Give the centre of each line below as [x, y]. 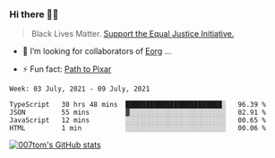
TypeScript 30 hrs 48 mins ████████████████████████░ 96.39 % [138, 105]
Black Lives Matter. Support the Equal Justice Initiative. [133, 34]
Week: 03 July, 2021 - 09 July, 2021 [80, 89]
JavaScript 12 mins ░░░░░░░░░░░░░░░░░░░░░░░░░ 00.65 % [138, 120]
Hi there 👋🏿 [34, 14]
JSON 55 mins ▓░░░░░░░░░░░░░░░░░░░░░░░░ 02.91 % [138, 113]
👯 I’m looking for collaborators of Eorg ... [97, 51]
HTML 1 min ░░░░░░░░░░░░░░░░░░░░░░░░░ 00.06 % [138, 128]
